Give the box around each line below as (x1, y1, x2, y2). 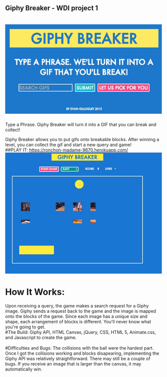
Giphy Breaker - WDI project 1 (5, 4, 98, 12)
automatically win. (5, 366, 42, 372)
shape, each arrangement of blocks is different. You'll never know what (5, 318, 152, 324)
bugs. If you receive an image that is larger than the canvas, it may (5, 361, 142, 367)
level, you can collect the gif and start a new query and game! (5, 142, 132, 148)
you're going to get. (5, 324, 46, 330)
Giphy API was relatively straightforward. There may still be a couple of (5, 355, 151, 362)
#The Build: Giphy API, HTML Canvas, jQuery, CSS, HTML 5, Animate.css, (5, 329, 156, 335)
